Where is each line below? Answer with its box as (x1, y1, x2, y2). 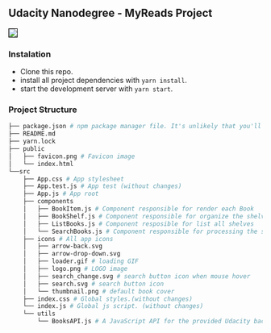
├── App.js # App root (23, 189, 99, 198)
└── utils (23, 310, 56, 318)
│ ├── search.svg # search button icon (23, 280, 164, 288)
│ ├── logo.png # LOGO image (23, 265, 128, 273)
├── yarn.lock (8, 137, 56, 146)
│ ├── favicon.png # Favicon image (8, 152, 135, 160)
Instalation (8, 48, 52, 60)
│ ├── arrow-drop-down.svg (23, 250, 121, 258)
